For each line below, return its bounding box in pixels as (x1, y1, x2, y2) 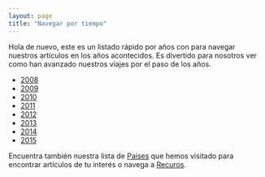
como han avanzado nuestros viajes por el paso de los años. (8, 58, 211, 69)
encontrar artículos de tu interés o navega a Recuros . (8, 159, 187, 169)
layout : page (8, 11, 53, 20)
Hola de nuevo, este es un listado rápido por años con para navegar (8, 41, 236, 51)
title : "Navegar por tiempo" (8, 19, 107, 28)
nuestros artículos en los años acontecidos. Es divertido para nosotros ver (8, 50, 258, 60)
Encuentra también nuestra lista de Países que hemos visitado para (8, 151, 234, 161)
